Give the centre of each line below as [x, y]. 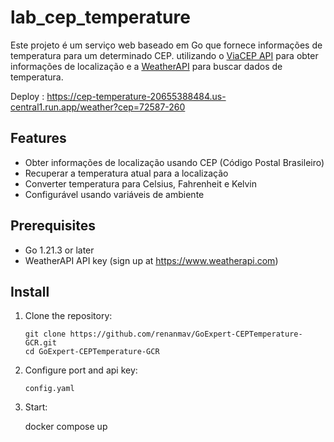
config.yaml [49, 389]
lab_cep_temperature [100, 17]
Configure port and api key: [81, 370]
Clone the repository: [68, 316]
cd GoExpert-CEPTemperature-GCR [92, 352]
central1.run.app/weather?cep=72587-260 [98, 107]
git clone [45, 334]
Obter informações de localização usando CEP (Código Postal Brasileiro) [174, 162]
